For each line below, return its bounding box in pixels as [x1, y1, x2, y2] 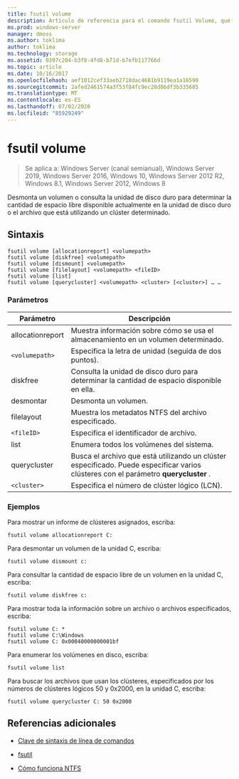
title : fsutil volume [7, 10, 72, 18]
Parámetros [7, 295, 48, 305]
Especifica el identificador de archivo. [70, 428, 197, 438]
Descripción [128, 313, 171, 323]
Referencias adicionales [7, 717, 117, 730]
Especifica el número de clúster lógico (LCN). [70, 480, 223, 490]
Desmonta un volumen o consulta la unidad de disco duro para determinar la [7, 193, 232, 202]
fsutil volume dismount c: [7, 558, 87, 565]
